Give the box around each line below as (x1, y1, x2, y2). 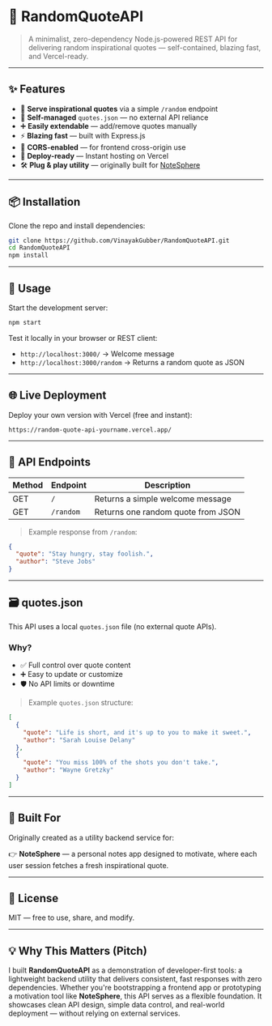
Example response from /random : (28, 526, 138, 537)
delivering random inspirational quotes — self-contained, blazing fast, (28, 42, 261, 52)
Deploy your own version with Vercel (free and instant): (8, 410, 193, 419)
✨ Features (8, 83, 66, 96)
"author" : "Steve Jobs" (15, 558, 96, 566)
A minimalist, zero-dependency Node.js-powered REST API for (28, 34, 238, 44)
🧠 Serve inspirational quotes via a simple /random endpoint (19, 104, 219, 113)
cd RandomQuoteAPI (8, 244, 70, 252)
